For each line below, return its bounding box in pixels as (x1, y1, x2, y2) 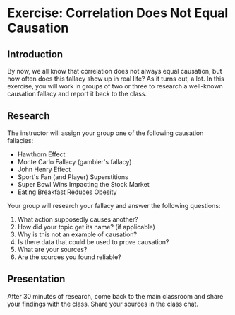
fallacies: (7, 136, 34, 144)
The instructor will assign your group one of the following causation (7, 129, 204, 137)
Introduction (7, 48, 64, 60)
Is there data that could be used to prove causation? (17, 237, 169, 246)
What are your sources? (17, 245, 88, 253)
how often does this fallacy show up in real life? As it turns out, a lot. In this (7, 74, 224, 83)
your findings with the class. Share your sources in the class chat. (7, 299, 199, 308)
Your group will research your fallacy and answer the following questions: (7, 201, 221, 210)
